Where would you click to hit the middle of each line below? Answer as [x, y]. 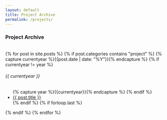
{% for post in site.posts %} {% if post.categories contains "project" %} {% [84, 53]
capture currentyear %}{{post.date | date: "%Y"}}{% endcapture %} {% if [82, 59]
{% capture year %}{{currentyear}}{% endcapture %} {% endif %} [82, 92]
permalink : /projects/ [29, 19]
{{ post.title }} [27, 97]
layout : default [22, 10]
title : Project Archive [30, 15]
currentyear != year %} [29, 65]
